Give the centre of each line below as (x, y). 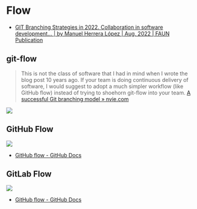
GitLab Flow (29, 174)
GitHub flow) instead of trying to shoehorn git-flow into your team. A (106, 92)
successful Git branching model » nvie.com (75, 99)
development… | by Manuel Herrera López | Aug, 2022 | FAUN (92, 33)
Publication (29, 40)
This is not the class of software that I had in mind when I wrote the (104, 73)
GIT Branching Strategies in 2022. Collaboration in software (89, 27)
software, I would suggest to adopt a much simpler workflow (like (102, 86)
